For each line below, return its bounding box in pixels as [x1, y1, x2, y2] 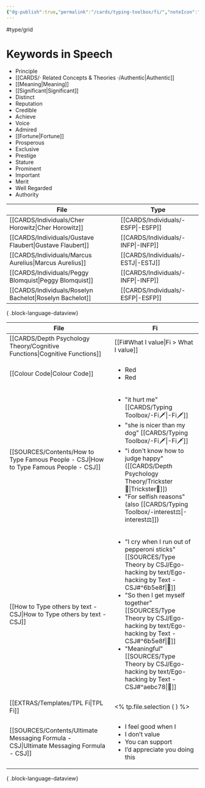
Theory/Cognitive [9, 342, 60, 350]
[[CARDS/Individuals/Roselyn [9, 285, 93, 294]
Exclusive [15, 145, 40, 153]
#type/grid [6, 26, 34, 33]
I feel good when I [124, 722, 176, 731]
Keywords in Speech [6, 47, 113, 61]
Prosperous [15, 139, 45, 146]
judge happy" [124, 454, 164, 462]
